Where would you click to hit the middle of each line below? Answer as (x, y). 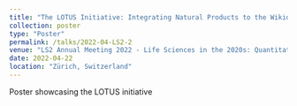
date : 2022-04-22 (41, 58)
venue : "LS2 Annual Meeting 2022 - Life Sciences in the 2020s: (130, 50)
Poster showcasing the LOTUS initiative (81, 91)
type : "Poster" (37, 34)
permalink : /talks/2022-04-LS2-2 (71, 42)
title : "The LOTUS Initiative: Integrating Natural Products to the (138, 17)
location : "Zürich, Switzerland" (71, 67)
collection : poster (45, 26)
